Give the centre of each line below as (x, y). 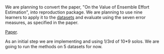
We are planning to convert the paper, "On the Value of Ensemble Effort (77, 7)
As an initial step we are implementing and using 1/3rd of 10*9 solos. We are (82, 41)
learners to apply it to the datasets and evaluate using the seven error (75, 17)
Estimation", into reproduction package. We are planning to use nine (74, 12)
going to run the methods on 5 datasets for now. (54, 46)
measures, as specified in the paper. (42, 22)
